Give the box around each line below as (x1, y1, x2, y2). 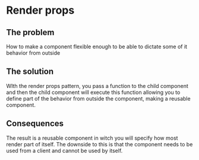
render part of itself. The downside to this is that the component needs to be (6, 140, 193, 148)
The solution (6, 67, 54, 77)
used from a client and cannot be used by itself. (6, 147, 123, 154)
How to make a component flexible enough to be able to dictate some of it (6, 43, 188, 50)
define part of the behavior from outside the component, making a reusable (6, 95, 191, 102)
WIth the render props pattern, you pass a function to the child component (6, 82, 189, 89)
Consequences (6, 118, 64, 128)
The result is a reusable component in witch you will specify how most (6, 134, 178, 142)
